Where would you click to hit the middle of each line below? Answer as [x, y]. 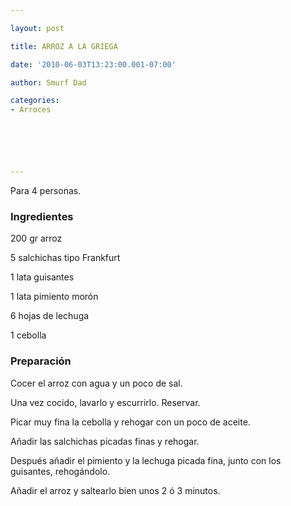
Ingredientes [42, 216]
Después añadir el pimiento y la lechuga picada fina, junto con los [146, 460]
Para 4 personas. [46, 190]
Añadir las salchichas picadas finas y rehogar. [105, 441]
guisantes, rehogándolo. [60, 471]
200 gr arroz [36, 238]
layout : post [37, 28]
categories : [35, 101]
